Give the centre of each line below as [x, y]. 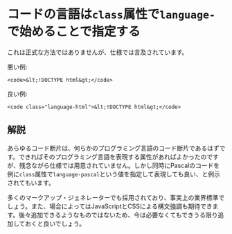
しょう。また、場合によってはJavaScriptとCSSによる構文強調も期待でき [110, 206]
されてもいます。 [31, 183]
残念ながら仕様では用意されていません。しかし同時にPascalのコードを [119, 165]
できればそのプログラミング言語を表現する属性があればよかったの [113, 156]
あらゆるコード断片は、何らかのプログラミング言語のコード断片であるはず [113, 148]
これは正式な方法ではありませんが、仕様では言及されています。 [98, 52]
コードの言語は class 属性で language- [111, 14]
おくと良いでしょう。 [55, 224]
